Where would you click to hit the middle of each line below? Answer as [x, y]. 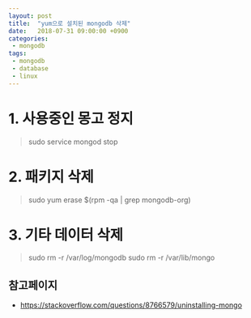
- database [30, 69]
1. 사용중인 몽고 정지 [71, 119]
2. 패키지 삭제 [51, 177]
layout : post [30, 16]
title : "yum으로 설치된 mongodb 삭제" [70, 23]
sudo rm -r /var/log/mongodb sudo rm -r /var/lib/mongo [121, 258]
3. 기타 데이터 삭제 [66, 235]
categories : [28, 38]
